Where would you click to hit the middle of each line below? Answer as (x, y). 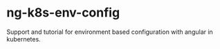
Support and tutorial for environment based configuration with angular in (110, 32)
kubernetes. (24, 39)
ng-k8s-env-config (63, 13)
